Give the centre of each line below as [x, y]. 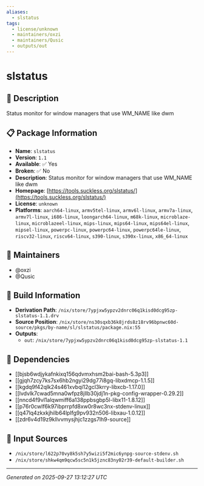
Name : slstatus [35, 151]
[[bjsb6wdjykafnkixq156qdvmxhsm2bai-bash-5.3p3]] [82, 374]
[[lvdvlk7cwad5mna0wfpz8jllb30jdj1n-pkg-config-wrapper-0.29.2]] [99, 393]
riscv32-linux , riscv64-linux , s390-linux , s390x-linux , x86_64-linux [101, 236]
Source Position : [36, 322]
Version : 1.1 [31, 157]
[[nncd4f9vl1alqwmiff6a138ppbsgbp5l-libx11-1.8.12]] [80, 400]
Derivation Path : [36, 310]
